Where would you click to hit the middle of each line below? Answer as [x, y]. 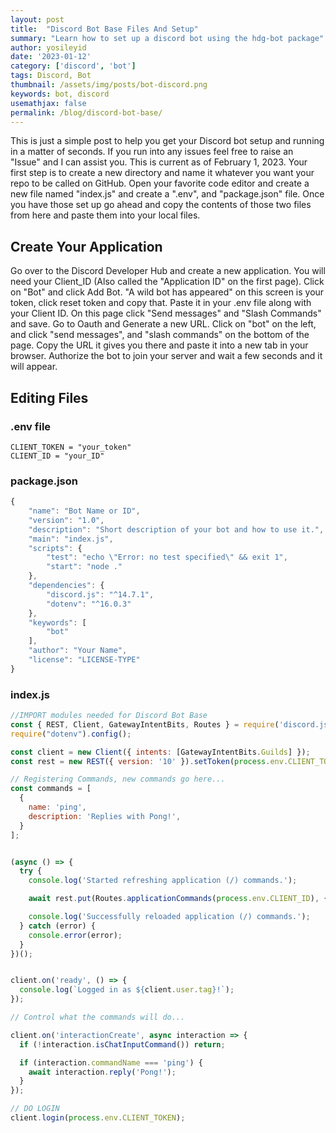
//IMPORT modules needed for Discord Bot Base [109, 716]
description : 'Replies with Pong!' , [105, 816]
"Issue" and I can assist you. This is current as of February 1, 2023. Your [159, 162]
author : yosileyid [48, 47]
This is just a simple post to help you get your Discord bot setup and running [167, 141]
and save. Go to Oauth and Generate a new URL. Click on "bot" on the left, [163, 324]
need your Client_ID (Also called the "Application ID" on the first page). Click [167, 282]
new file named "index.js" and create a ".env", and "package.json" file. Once [167, 194]
